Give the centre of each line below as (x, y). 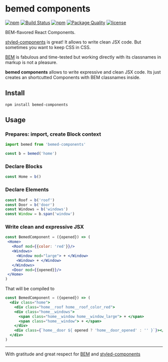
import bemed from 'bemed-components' (45, 145)
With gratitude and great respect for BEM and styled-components (73, 354)
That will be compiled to (30, 289)
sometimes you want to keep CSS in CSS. (48, 47)
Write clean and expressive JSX (44, 227)
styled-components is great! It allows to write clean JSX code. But (73, 42)
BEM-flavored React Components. (40, 32)
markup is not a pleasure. (31, 62)
